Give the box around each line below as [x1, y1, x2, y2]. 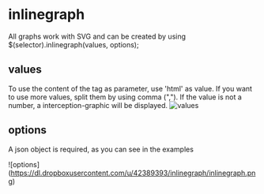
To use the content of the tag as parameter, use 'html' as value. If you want [8, 84, 253, 93]
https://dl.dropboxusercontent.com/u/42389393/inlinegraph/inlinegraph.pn [10, 168, 256, 177]
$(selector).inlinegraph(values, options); [8, 39, 140, 49]
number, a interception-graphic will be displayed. [8, 100, 168, 110]
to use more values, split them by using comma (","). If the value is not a [8, 92, 243, 102]
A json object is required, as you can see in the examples [8, 144, 194, 154]
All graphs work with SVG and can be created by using [8, 32, 187, 41]
